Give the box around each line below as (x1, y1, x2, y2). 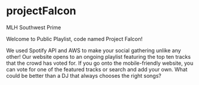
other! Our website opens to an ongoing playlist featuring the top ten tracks (6, 53, 191, 60)
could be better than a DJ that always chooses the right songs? (6, 72, 162, 79)
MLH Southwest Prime (6, 24, 61, 31)
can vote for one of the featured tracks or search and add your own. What (6, 65, 188, 73)
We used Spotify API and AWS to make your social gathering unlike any (6, 46, 181, 54)
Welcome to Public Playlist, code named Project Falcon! (6, 35, 143, 42)
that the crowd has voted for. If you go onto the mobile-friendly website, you (6, 59, 194, 67)
